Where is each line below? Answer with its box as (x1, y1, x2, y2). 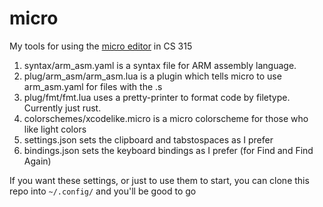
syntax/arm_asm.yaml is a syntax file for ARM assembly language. (23, 59, 297, 71)
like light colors (23, 123, 87, 135)
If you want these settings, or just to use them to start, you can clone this (9, 174, 310, 186)
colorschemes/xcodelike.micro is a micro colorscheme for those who (23, 112, 309, 124)
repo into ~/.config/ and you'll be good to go (9, 185, 197, 197)
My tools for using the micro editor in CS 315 (9, 40, 193, 52)
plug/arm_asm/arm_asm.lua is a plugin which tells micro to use (23, 70, 282, 82)
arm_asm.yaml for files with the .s (23, 80, 163, 92)
